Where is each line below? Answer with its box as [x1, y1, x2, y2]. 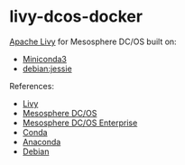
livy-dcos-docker [9, 6, 143, 27]
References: [9, 80, 54, 91]
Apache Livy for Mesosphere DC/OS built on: [9, 36, 178, 47]
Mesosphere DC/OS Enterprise [22, 117, 138, 128]
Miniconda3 [22, 53, 68, 64]
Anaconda [22, 136, 61, 147]
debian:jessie [22, 63, 72, 74]
